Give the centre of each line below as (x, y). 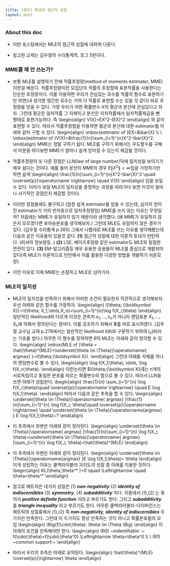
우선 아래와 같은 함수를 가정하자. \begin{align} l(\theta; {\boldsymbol (82, 305)
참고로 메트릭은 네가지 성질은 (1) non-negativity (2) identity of (76, 487)
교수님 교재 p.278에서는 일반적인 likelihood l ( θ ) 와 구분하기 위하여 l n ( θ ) (88, 332)
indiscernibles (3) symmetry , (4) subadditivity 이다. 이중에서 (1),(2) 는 (86, 493)
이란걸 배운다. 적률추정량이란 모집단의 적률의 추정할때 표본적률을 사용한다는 (87, 88)
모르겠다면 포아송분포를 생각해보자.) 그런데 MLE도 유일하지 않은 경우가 (92, 223)
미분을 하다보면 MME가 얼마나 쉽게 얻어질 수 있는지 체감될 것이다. (83, 151)
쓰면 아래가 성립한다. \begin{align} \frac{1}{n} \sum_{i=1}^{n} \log (79, 382)
